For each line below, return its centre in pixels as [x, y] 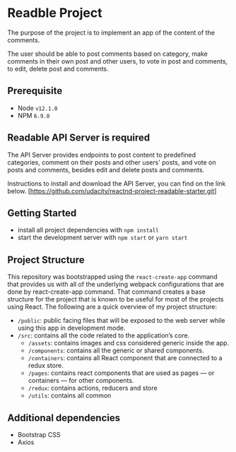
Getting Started [42, 213]
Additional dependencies [64, 418]
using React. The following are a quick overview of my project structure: [112, 307]
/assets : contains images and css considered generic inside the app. [129, 343]
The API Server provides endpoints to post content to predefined [102, 155]
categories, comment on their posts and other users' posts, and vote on [112, 162]
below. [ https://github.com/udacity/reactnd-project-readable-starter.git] [112, 191]
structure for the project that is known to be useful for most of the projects [116, 299]
